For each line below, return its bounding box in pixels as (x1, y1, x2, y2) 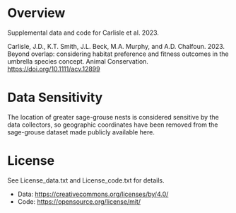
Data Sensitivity (7, 90, 103, 105)
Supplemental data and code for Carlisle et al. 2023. (7, 28, 159, 37)
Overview (7, 5, 66, 21)
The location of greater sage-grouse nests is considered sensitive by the (7, 113, 219, 121)
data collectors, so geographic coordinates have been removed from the (7, 120, 218, 129)
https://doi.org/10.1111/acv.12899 (7, 64, 100, 73)
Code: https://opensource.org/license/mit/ (17, 197, 141, 206)
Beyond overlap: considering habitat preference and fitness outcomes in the (7, 50, 229, 58)
